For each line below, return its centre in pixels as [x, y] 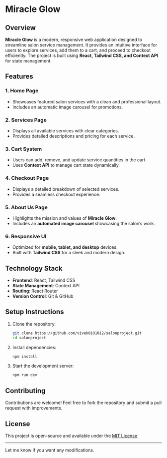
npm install [25, 356]
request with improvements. [34, 408]
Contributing [25, 391]
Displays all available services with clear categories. [66, 130]
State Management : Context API [46, 285]
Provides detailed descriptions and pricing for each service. [74, 136]
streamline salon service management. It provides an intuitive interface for [81, 45]
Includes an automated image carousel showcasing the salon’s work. [84, 223]
